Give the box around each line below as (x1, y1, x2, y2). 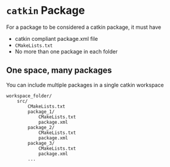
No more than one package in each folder (14, 47, 118, 55)
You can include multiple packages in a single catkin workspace (6, 81, 164, 88)
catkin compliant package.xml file (14, 35, 98, 42)
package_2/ (28, 124, 55, 130)
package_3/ (28, 140, 55, 146)
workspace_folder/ (6, 93, 52, 99)
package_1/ (28, 109, 55, 115)
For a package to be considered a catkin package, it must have (6, 23, 162, 31)
